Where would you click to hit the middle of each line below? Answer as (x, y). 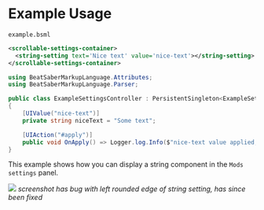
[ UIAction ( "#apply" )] (57, 134)
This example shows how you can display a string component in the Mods (126, 164)
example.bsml (29, 35)
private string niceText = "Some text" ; (89, 120)
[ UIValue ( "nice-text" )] (61, 114)
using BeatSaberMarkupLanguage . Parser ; (73, 85)
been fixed (26, 197)
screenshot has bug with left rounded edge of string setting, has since (132, 189)
